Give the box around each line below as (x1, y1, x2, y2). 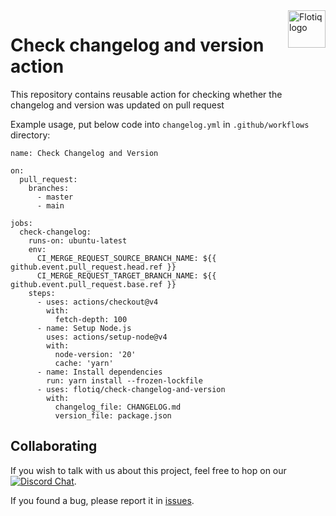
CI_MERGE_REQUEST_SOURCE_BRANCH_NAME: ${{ (36, 253, 217, 263)
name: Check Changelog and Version (10, 148, 159, 158)
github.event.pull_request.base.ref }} (10, 279, 177, 289)
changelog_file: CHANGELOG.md (54, 402, 182, 412)
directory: (10, 129, 51, 141)
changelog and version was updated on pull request (10, 99, 225, 111)
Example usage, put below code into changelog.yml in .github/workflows (10, 118, 310, 130)
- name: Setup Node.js (36, 323, 132, 333)
